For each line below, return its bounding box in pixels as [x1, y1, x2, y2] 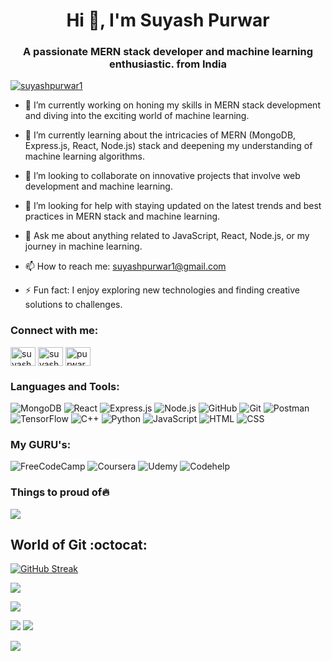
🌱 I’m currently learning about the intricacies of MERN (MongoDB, [24, 129, 297, 141]
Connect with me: [10, 324, 99, 338]
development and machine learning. [24, 180, 173, 193]
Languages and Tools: [10, 379, 120, 393]
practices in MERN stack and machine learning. [24, 210, 221, 223]
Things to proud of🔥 [10, 485, 110, 499]
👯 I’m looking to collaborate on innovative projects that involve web [24, 170, 301, 182]
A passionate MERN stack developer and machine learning [22, 45, 314, 59]
